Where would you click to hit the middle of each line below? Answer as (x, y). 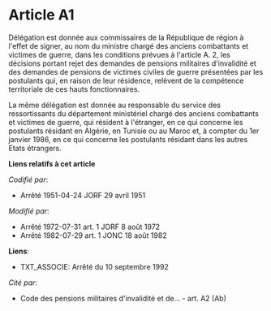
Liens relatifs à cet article (52, 163)
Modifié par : (29, 211)
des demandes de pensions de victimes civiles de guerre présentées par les (136, 71)
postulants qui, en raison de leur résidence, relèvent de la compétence (126, 80)
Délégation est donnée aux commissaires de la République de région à (126, 37)
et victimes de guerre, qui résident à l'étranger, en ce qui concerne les (126, 122)
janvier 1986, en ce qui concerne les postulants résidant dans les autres (128, 139)
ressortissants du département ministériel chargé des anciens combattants (134, 113)
